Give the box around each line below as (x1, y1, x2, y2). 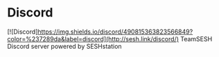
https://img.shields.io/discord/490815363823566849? (37, 27, 193, 36)
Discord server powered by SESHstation (7, 42, 123, 50)
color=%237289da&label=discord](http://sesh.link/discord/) (7, 34, 179, 43)
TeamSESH (179, 34, 213, 43)
